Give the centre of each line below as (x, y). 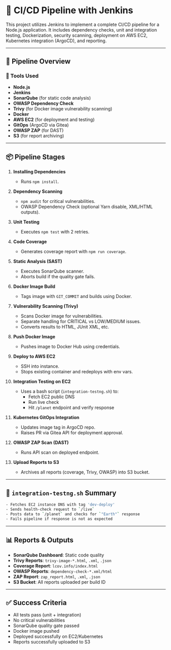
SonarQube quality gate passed (46, 626)
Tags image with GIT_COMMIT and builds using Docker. (76, 297)
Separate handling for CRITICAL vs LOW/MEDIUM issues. (81, 321)
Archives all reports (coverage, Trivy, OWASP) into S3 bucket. (85, 472)
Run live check (44, 402)
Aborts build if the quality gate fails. (58, 277)
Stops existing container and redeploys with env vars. (77, 372)
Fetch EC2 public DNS (52, 397)
